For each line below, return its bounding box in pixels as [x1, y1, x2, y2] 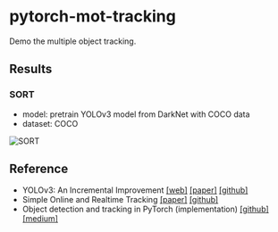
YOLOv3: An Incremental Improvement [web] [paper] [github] [21, 185, 249, 195]
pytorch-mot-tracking [9, 6, 176, 27]
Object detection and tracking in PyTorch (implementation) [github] [21, 203, 270, 215]
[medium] [21, 213, 58, 224]
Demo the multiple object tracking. [9, 36, 137, 46]
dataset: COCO [21, 118, 79, 128]
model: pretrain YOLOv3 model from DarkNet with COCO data [21, 109, 250, 120]
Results [9, 62, 53, 77]
